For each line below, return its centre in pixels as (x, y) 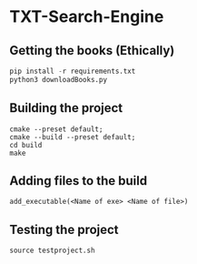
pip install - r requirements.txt (73, 71)
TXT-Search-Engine (87, 17)
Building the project (66, 108)
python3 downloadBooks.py (58, 79)
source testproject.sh (52, 251)
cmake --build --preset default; (73, 137)
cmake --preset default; (56, 129)
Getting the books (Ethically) (92, 51)
